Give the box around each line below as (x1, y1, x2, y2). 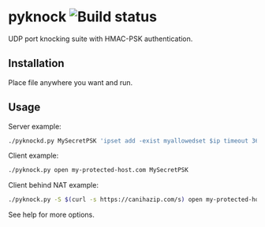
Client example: (8, 151, 59, 161)
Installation (8, 57, 65, 70)
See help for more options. (8, 210, 95, 220)
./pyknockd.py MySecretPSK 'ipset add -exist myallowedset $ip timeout (8, 136, 248, 145)
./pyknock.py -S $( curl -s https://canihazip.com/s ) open (8, 195, 203, 204)
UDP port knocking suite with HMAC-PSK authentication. (8, 34, 193, 43)
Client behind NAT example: (8, 180, 99, 190)
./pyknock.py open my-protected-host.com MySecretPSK (8, 166, 189, 174)
